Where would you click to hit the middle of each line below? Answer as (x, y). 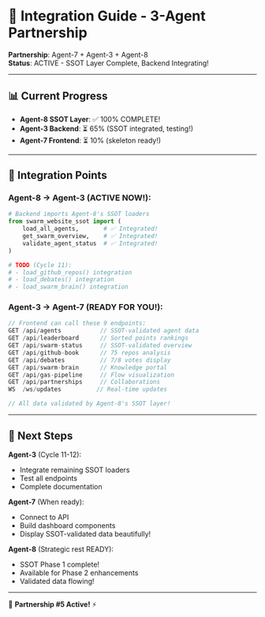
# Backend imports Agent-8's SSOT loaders (79, 214)
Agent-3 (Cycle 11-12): (45, 454)
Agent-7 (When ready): (46, 502)
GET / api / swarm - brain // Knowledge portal (88, 367)
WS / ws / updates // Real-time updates (88, 389)
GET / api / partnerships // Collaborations (84, 382)
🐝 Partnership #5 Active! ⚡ (52, 604)
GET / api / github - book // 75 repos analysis (90, 353)
